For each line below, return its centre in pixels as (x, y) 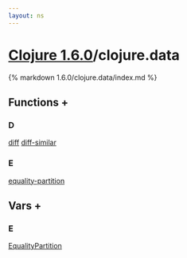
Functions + (39, 102)
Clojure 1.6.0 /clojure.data (94, 55)
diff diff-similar (33, 143)
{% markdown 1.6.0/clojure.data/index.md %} (83, 77)
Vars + (25, 206)
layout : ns (26, 16)
